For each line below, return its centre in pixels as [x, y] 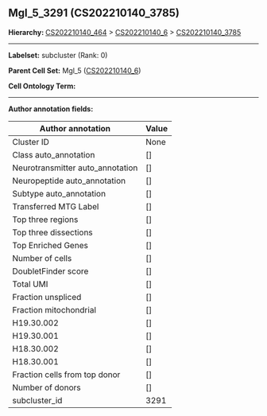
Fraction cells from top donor [66, 375]
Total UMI [30, 284]
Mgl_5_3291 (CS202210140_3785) [94, 13]
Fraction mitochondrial [54, 309]
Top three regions [45, 220]
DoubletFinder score [50, 271]
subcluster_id [37, 400]
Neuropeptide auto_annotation [69, 181]
